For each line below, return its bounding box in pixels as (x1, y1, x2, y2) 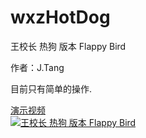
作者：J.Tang (10, 61, 65, 73)
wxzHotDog (10, 6, 111, 29)
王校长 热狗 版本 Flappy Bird (10, 40, 127, 52)
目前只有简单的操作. (10, 82, 93, 95)
